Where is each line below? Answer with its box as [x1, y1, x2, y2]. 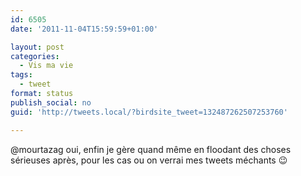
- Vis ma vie [19, 61, 74, 71]
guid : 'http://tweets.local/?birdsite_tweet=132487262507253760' [10, 107, 288, 117]
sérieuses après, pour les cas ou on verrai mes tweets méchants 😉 [10, 154, 288, 166]
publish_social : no [10, 97, 92, 108]
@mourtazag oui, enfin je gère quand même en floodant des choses [10, 143, 292, 155]
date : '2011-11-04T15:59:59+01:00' [10, 24, 159, 34]
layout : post [10, 42, 65, 52]
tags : [10, 70, 33, 80]
